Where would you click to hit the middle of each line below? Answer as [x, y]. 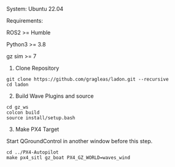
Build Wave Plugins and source [54, 96]
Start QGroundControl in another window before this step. [80, 141]
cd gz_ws [17, 107]
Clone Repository [37, 68]
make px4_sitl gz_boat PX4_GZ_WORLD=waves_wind [68, 158]
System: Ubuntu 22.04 [35, 9]
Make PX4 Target [37, 129]
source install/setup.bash [41, 118]
